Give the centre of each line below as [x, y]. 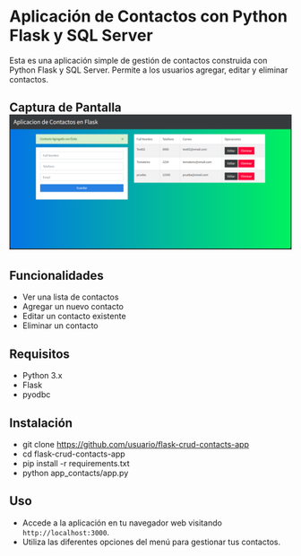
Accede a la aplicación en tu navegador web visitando [122, 523]
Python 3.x [42, 376]
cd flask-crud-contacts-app [73, 454]
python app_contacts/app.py [75, 473]
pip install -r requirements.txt [76, 463]
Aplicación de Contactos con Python [149, 17]
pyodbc [36, 395]
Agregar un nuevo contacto [73, 307]
